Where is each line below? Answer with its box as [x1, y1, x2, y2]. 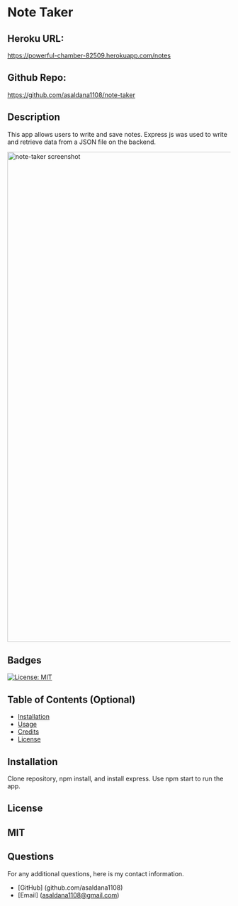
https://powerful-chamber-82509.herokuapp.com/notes [7, 51, 171, 60]
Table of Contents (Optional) [7, 693, 136, 705]
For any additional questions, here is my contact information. [7, 869, 184, 878]
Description [7, 111, 60, 123]
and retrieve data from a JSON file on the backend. [7, 138, 157, 146]
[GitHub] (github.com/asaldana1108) [17, 883, 123, 892]
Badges [7, 654, 42, 666]
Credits [17, 727, 40, 736]
